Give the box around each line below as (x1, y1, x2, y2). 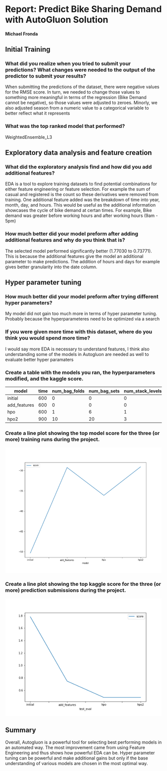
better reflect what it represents (5, 110, 71, 116)
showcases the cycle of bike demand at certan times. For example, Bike (5, 208, 152, 214)
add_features (7, 402, 34, 408)
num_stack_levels (124, 388, 162, 394)
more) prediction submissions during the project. (5, 587, 126, 594)
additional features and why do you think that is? (5, 236, 125, 243)
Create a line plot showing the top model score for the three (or (5, 430, 160, 437)
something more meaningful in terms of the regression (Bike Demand (5, 95, 147, 101)
